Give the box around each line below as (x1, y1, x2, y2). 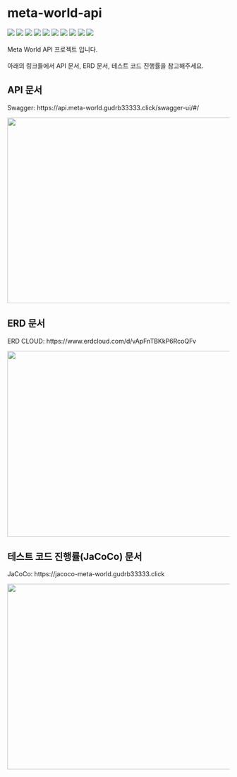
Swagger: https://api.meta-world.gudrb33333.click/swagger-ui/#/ (7, 103, 200, 112)
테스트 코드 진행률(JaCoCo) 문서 (7, 550, 142, 563)
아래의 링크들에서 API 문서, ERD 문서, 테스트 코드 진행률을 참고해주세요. (7, 62, 205, 70)
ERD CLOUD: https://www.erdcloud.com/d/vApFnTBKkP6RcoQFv (7, 337, 196, 345)
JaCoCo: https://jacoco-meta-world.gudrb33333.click (7, 570, 165, 578)
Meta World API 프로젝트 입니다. (7, 45, 98, 54)
